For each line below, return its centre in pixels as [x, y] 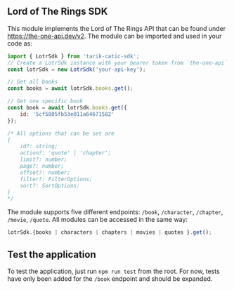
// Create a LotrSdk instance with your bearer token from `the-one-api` [118, 62]
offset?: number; [45, 172]
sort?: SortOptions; [50, 185]
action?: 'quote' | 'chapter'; [66, 153]
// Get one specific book [45, 101]
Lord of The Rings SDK [58, 12]
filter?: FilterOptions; [56, 179]
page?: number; [42, 166]
